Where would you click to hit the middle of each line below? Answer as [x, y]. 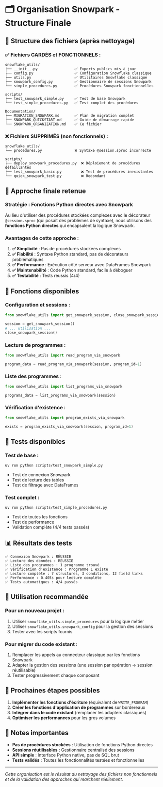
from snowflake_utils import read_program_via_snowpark [63, 355]
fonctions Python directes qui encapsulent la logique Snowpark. [70, 225]
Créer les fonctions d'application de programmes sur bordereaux [79, 707]
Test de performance [33, 522]
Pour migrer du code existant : [41, 644]
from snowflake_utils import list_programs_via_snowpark [64, 386]
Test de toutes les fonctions [40, 517]
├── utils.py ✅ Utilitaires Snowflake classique [76, 77]
